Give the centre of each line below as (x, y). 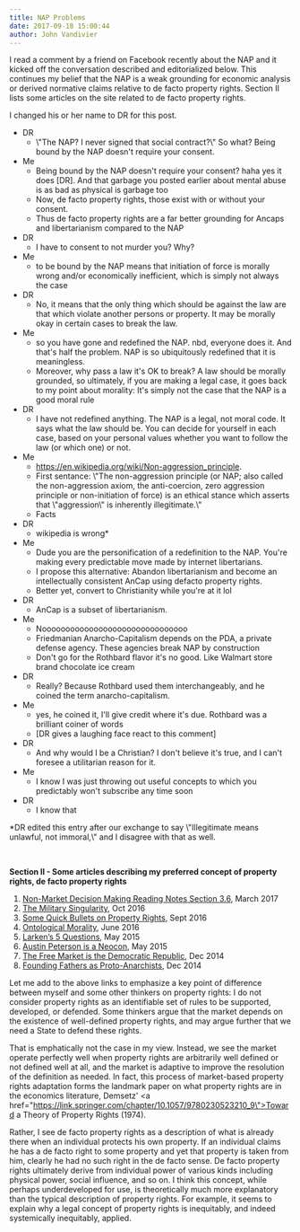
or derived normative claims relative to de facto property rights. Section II (145, 88)
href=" (21, 1105)
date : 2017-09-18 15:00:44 (60, 26)
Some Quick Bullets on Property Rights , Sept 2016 (115, 918)
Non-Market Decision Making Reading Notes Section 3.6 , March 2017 (150, 899)
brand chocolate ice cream (85, 667)
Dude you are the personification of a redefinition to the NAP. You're (162, 552)
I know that (56, 810)
